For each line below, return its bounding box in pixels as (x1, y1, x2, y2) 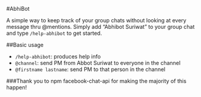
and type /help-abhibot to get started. (6, 30, 102, 37)
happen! (6, 84, 27, 91)
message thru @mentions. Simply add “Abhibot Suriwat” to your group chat (6, 23, 195, 30)
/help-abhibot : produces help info (15, 53, 101, 60)
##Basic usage (6, 42, 44, 48)
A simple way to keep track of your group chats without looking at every (6, 17, 186, 23)
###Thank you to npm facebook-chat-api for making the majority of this (6, 78, 187, 84)
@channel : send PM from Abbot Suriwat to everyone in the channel (15, 60, 181, 66)
